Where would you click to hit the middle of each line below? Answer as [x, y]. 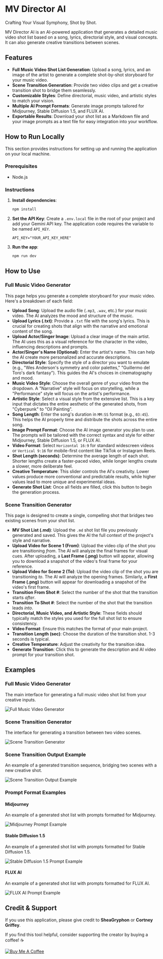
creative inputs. [21, 700]
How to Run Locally [35, 137]
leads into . [22, 608]
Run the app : [25, 247]
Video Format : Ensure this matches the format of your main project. [80, 628]
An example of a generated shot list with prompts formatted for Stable [75, 847]
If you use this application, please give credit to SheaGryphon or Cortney [79, 920]
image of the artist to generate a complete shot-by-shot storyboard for [83, 75]
